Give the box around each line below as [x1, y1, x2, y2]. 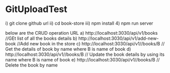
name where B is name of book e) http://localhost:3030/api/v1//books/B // [5, 56, 160, 62]
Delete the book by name [5, 62, 58, 68]
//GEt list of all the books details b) [5, 35, 78, 41]
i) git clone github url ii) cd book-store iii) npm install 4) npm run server [5, 20, 153, 26]
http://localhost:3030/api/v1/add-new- [78, 35, 159, 41]
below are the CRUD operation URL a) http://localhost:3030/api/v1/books [5, 30, 158, 36]
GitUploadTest [5, 4, 67, 15]
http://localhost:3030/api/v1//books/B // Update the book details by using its [5, 51, 165, 57]
